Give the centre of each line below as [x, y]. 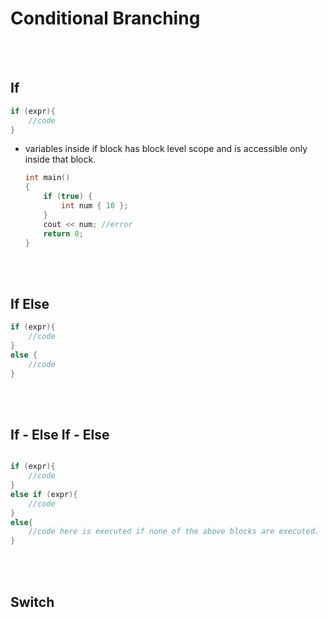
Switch [32, 602]
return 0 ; [63, 233]
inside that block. [60, 159]
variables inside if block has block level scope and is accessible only [166, 149]
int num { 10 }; [95, 206]
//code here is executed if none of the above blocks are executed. [174, 532]
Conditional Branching [105, 18]
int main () [47, 178]
